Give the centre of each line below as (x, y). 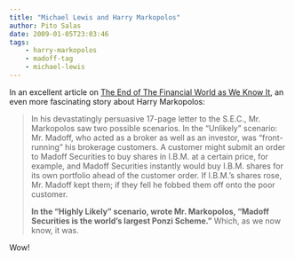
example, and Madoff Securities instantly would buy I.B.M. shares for (157, 166)
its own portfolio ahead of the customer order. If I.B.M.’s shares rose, (156, 175)
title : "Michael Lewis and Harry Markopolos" (95, 17)
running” (47, 146)
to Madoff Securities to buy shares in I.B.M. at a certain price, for (150, 156)
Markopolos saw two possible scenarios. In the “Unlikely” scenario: (154, 128)
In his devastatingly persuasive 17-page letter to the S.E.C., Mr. (146, 118)
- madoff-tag (49, 59)
